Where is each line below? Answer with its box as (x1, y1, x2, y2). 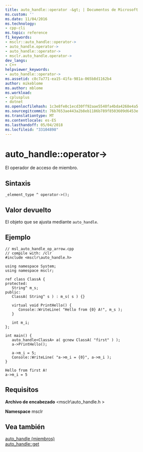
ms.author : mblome (5, 85, 43, 91)
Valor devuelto (5, 206, 51, 214)
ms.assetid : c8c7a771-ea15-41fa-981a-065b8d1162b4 (5, 76, 112, 81)
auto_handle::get (5, 441, 40, 447)
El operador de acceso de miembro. (5, 165, 78, 171)
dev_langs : (5, 58, 28, 63)
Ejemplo (5, 233, 31, 242)
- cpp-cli (5, 26, 26, 31)
